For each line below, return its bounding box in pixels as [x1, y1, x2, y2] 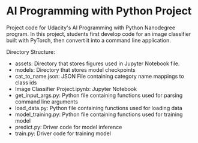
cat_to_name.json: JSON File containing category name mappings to [14, 72, 184, 80]
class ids [14, 79, 37, 86]
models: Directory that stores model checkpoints [14, 66, 136, 73]
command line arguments [14, 98, 78, 105]
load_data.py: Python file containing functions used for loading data [14, 104, 183, 111]
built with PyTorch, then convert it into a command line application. [6, 36, 171, 44]
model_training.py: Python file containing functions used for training [14, 111, 183, 118]
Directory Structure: [6, 48, 56, 55]
